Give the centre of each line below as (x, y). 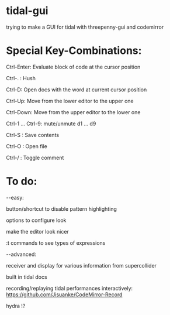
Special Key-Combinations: (74, 51)
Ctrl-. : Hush (21, 78)
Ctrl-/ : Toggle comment (35, 158)
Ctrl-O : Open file (27, 146)
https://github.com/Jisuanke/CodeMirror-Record (64, 295)
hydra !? (16, 306)
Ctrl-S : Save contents (33, 135)
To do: (22, 181)
